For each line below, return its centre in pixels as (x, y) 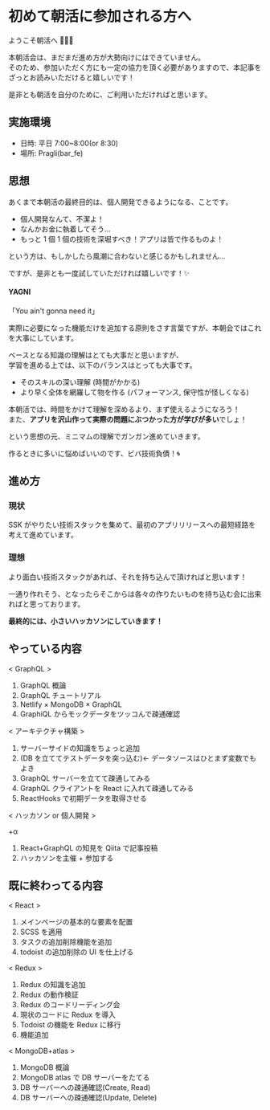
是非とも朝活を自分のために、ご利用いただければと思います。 (110, 94)
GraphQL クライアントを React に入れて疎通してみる (107, 788)
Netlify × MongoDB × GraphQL (71, 704)
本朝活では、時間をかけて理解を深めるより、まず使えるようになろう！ (124, 409)
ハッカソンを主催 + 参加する (67, 858)
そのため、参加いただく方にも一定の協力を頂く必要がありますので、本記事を (135, 67)
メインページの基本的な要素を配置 (76, 922)
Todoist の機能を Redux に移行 (70, 1025)
